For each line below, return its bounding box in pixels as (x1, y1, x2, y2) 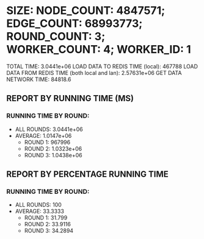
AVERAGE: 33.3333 (15, 208, 64, 215)
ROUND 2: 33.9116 (24, 221, 71, 228)
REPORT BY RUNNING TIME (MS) (6, 93, 134, 104)
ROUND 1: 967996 (24, 138, 71, 146)
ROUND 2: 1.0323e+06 (24, 144, 82, 152)
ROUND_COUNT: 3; (6, 30, 106, 43)
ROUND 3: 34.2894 (24, 227, 74, 235)
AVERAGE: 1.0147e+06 (15, 132, 72, 139)
